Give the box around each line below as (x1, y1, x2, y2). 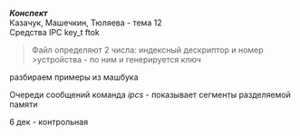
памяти (9, 99, 38, 110)
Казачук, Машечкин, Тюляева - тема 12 (9, 17, 162, 28)
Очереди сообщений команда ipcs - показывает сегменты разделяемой (9, 90, 292, 100)
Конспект (9, 8, 48, 18)
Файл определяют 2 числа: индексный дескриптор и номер (31, 44, 265, 55)
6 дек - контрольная (9, 117, 89, 127)
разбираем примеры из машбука (9, 72, 139, 83)
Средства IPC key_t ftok (9, 27, 100, 37)
